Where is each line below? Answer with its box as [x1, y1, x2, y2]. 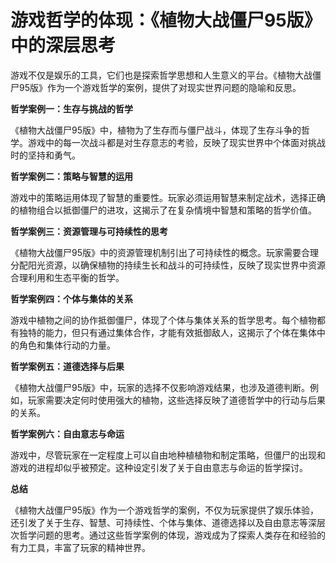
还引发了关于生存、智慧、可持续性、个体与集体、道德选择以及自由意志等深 [10, 516, 317, 528]
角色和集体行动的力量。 [18, 339, 116, 351]
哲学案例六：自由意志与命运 [10, 427, 125, 440]
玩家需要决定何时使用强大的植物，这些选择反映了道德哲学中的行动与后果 [27, 394, 326, 406]
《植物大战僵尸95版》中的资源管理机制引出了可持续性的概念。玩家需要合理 [10, 246, 319, 258]
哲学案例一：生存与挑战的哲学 [10, 102, 133, 115]
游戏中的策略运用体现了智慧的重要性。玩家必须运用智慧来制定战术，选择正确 [10, 191, 326, 203]
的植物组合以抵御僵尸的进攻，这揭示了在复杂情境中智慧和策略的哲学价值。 [10, 204, 317, 216]
